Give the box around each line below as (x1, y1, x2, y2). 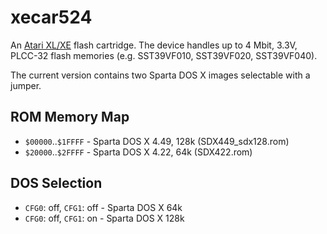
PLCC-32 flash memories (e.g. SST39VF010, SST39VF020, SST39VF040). (10, 49, 318, 61)
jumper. (10, 79, 42, 91)
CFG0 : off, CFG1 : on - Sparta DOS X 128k (24, 212, 185, 224)
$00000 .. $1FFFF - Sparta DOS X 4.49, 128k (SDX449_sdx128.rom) (24, 135, 290, 147)
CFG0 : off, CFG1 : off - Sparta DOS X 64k (24, 201, 183, 213)
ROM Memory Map (10, 109, 130, 126)
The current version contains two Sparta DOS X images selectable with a (10, 69, 311, 81)
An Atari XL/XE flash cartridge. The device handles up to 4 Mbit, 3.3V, (10, 39, 298, 51)
